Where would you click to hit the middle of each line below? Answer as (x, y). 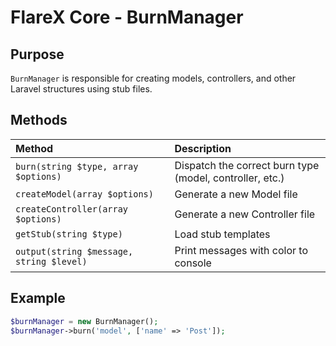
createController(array (72, 209)
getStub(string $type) (69, 234)
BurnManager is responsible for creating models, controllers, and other (153, 78)
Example (38, 298)
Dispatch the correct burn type (247, 165)
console (193, 263)
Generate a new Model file (236, 194)
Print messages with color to (241, 250)
